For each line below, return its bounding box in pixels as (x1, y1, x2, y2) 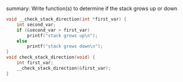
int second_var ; (16, 22, 57, 28)
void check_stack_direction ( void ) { (6, 54, 95, 60)
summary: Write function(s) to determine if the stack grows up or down (6, 5, 177, 12)
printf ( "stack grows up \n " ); (27, 32, 98, 39)
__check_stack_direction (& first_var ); (16, 65, 111, 71)
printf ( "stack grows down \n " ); (27, 43, 103, 49)
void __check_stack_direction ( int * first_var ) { (6, 16, 127, 22)
